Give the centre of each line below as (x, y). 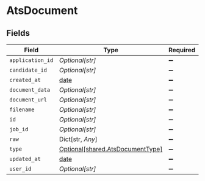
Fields (18, 33)
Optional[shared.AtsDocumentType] (111, 149)
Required (182, 50)
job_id (19, 129)
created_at (25, 80)
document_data (30, 90)
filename (22, 110)
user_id (20, 169)
